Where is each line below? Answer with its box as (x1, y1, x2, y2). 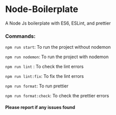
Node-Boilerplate (5, 4, 78, 15)
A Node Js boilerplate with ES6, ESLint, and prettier (5, 20, 111, 26)
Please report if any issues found (5, 104, 75, 110)
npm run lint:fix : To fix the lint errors (5, 73, 84, 79)
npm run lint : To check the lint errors (5, 64, 84, 70)
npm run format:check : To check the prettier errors (5, 93, 109, 99)
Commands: (5, 33, 36, 40)
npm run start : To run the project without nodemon (5, 44, 111, 50)
